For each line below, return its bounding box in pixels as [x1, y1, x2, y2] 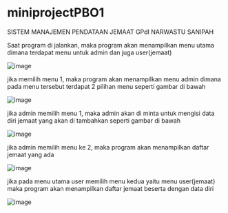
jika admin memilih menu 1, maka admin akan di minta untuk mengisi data [7, 109, 215, 117]
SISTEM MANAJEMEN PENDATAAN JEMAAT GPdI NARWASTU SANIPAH [7, 28, 214, 36]
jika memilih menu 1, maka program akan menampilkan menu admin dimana [7, 74, 222, 83]
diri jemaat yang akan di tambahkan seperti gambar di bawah [7, 116, 181, 125]
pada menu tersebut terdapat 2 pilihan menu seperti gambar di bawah [7, 82, 206, 90]
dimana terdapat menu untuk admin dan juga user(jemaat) [7, 48, 172, 57]
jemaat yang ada [7, 150, 54, 159]
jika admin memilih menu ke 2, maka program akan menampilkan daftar [7, 143, 209, 151]
